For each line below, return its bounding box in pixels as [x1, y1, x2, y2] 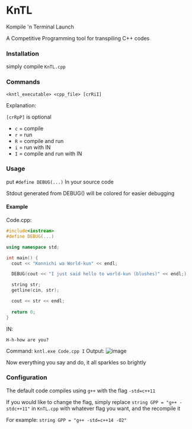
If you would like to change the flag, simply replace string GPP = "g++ [6, 398, 177, 405]
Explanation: [6, 101, 37, 109]
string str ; [11, 282, 41, 288]
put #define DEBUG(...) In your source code [6, 178, 114, 185]
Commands [6, 78, 40, 86]
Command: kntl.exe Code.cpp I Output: [6, 347, 105, 354]
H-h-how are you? [6, 336, 49, 343]
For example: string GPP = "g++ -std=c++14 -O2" [6, 416, 127, 423]
